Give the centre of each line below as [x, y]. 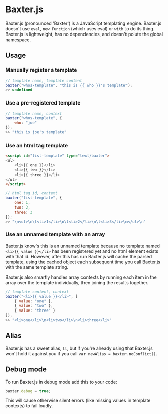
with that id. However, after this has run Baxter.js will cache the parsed [79, 256]
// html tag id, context [31, 193]
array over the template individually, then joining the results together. [77, 282]
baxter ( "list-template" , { [34, 198]
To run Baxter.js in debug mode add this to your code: [61, 382]
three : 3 [24, 212]
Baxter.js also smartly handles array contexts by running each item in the [81, 277]
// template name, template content [44, 80]
